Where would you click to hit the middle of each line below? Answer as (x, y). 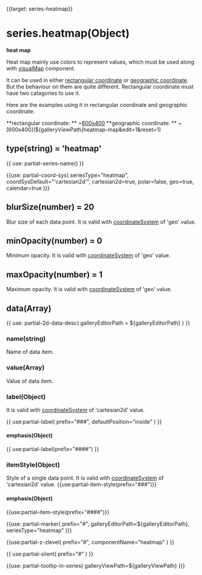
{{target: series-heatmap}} (39, 9)
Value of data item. (30, 381)
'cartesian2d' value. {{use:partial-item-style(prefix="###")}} (82, 484)
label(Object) (26, 396)
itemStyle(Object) (33, 465)
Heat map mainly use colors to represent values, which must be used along (100, 62)
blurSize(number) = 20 (50, 207)
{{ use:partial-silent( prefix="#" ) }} (50, 554)
